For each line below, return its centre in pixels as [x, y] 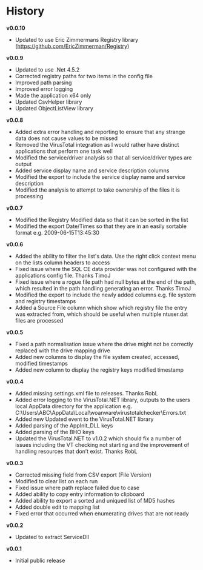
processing [29, 196]
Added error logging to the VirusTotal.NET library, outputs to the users [102, 400]
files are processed [39, 320]
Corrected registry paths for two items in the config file [84, 76]
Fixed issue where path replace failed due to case [77, 488]
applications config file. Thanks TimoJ [63, 275]
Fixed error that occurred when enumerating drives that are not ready [102, 513]
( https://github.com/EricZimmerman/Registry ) [72, 46]
